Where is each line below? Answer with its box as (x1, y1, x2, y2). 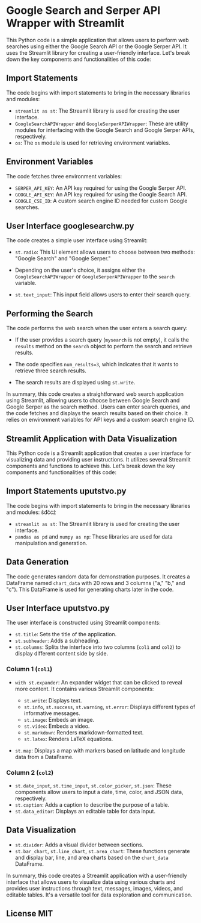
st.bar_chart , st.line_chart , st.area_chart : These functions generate (14, 847, 190, 854)
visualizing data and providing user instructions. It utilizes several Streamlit (6, 456, 191, 463)
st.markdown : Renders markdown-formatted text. (23, 728, 144, 736)
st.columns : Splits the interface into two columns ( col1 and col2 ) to (14, 643, 181, 651)
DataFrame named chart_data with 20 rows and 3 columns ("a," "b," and (6, 579, 185, 586)
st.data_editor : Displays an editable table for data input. (14, 808, 156, 815)
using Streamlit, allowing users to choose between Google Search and (6, 397, 180, 404)
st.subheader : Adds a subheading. (14, 637, 100, 645)
